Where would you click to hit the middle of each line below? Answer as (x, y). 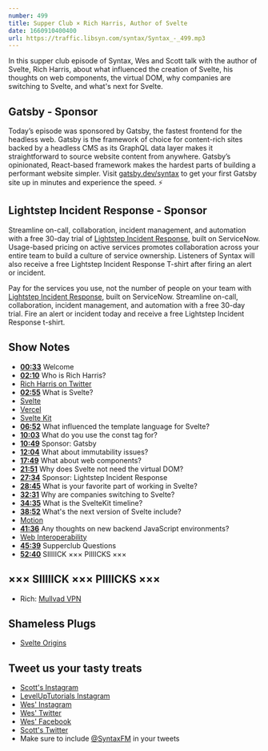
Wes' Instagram (46, 705)
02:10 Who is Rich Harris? (63, 375)
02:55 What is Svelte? (56, 392)
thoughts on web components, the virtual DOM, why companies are (120, 78)
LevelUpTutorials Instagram (65, 696)
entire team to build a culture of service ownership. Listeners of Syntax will (132, 255)
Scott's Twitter (44, 730)
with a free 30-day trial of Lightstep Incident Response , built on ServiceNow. (134, 238)
